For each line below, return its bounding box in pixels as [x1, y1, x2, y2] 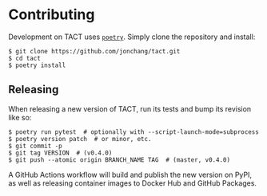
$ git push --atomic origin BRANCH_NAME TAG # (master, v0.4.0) [8, 155, 230, 164]
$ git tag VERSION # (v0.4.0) [8, 149, 113, 157]
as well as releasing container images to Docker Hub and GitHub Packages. [8, 178, 257, 188]
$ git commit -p [8, 142, 62, 150]
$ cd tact [8, 54, 42, 62]
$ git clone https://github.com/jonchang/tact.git [8, 47, 181, 55]
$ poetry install [8, 61, 66, 69]
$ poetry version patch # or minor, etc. [8, 135, 152, 143]
